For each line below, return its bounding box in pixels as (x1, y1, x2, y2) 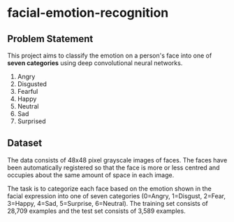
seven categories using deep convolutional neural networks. (7, 59, 183, 67)
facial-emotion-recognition (7, 5, 169, 21)
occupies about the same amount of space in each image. (7, 170, 175, 179)
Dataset (7, 137, 43, 149)
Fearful (17, 88, 38, 95)
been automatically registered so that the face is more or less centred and (7, 163, 220, 172)
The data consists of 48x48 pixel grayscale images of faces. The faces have (7, 155, 228, 164)
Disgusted (17, 80, 47, 88)
